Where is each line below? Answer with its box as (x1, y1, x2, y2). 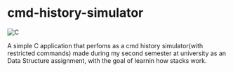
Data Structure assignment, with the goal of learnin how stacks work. (7, 56, 207, 64)
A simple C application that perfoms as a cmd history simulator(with (7, 41, 204, 50)
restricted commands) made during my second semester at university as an (7, 49, 227, 57)
